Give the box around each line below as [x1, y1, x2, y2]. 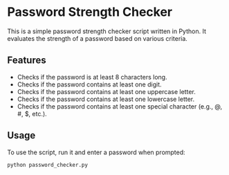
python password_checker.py [7, 161, 89, 168]
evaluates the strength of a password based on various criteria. [7, 34, 188, 42]
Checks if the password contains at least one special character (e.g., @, [17, 102, 223, 111]
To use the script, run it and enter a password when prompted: [7, 148, 185, 156]
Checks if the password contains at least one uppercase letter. [17, 87, 196, 95]
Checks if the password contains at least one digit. [17, 80, 162, 89]
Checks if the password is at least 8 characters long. [17, 73, 167, 81]
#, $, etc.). [17, 109, 47, 118]
